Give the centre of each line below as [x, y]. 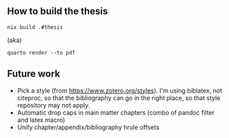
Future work [34, 74]
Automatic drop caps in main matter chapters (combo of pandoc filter [116, 112]
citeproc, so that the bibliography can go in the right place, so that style [119, 98]
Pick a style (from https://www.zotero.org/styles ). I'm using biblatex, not [120, 90]
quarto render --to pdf [41, 52]
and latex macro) [41, 119]
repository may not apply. [53, 105]
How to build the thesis [58, 11]
